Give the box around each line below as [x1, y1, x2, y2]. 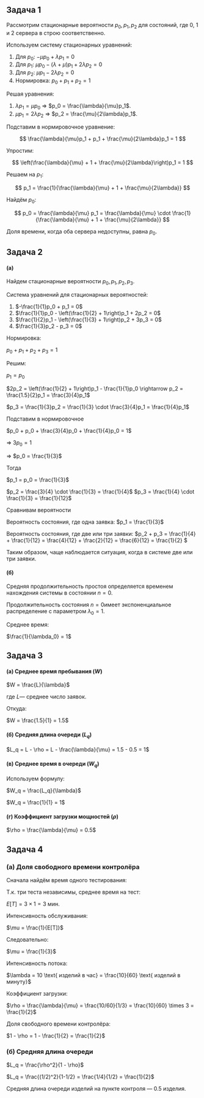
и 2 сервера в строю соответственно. [6, 29, 106, 36]
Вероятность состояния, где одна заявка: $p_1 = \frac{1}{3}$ [6, 518, 164, 525]
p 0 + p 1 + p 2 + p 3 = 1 [6, 346, 58, 355]
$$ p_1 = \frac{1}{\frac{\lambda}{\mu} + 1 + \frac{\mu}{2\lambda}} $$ [15, 184, 191, 192]
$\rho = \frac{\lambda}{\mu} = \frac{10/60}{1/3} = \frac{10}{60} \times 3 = [6, 1002, 194, 1009]
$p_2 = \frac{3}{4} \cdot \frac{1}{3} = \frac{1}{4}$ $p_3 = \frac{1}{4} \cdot [6, 487, 195, 495]
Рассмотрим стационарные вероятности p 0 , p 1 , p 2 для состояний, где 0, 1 [6, 21, 199, 30]
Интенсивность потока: [6, 959, 68, 967]
